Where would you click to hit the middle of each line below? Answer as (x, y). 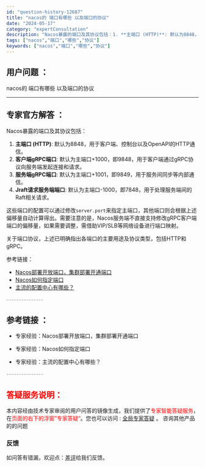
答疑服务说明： (34, 395)
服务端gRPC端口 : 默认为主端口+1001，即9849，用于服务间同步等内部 (102, 174)
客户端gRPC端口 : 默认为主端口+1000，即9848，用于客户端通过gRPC (102, 159)
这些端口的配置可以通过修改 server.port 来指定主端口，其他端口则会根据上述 (102, 210)
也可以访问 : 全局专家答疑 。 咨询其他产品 (143, 418)
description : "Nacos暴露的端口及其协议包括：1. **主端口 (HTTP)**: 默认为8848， (103, 35)
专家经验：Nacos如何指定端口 (52, 349)
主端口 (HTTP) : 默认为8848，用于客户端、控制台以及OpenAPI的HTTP (103, 143)
